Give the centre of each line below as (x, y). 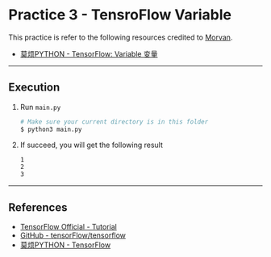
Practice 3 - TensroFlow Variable (120, 15)
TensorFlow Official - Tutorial (68, 226)
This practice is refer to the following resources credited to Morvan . (121, 37)
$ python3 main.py (51, 129)
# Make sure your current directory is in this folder (114, 122)
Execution (34, 88)
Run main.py (40, 107)
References (38, 207)
